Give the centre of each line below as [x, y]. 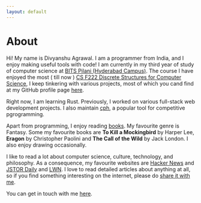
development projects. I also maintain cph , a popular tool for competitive [96, 108]
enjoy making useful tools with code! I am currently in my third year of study [100, 64]
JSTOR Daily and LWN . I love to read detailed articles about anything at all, [98, 169]
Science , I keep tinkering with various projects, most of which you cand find [100, 83]
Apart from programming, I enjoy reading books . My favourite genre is [93, 126]
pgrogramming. [25, 114]
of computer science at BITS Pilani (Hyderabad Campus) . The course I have [100, 71]
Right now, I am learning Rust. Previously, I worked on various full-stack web [100, 101]
